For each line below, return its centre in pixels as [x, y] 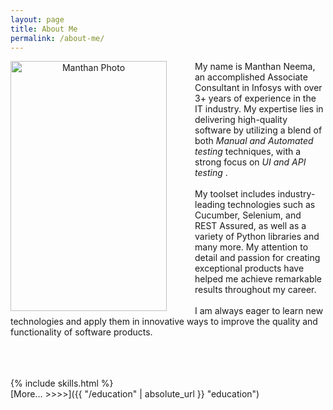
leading [210, 205]
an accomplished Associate [251, 77]
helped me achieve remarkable [258, 279]
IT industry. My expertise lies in [259, 109]
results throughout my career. [255, 290]
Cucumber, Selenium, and [248, 215]
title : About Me [44, 29]
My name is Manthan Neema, [255, 67]
